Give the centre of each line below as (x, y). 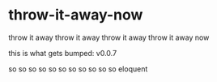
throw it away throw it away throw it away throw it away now (109, 37)
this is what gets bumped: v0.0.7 (63, 53)
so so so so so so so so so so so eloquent (78, 69)
